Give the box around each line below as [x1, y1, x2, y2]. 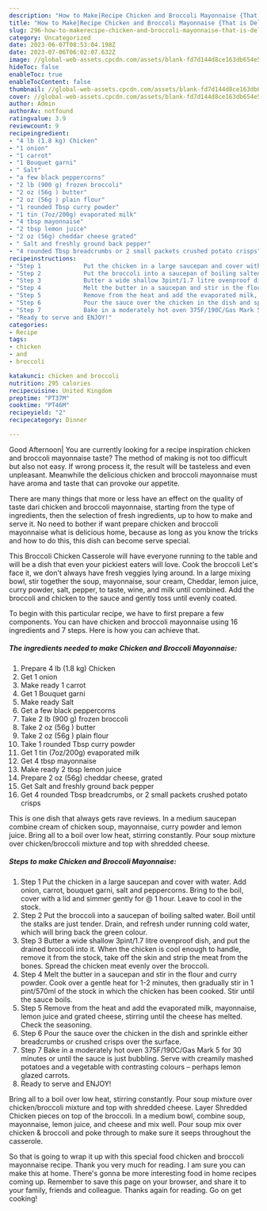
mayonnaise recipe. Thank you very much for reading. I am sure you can [9, 1160, 246, 1169]
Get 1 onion [20, 672, 58, 681]
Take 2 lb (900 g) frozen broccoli [20, 714, 129, 723]
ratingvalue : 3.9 [9, 115, 67, 123]
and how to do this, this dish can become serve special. [9, 535, 191, 545]
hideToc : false [9, 63, 59, 71]
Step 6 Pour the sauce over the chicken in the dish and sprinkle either [20, 1028, 249, 1038]
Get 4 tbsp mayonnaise [20, 756, 97, 765]
